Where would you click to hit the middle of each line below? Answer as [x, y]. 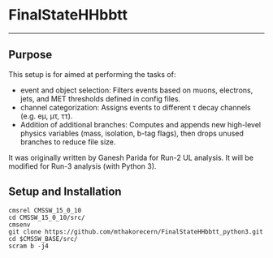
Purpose [30, 55]
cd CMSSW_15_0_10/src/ [47, 217]
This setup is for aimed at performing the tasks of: [92, 74]
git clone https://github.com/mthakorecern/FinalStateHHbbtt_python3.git [136, 232]
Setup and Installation [65, 192]
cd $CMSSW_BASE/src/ [43, 239]
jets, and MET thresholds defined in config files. [100, 98]
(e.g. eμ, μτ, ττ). [46, 116]
